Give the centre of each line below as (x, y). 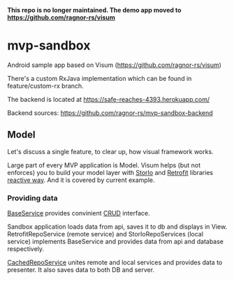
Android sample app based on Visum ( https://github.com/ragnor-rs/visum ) (115, 65)
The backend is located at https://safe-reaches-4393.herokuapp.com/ (109, 99)
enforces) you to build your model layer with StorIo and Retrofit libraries (110, 172)
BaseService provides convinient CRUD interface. (79, 213)
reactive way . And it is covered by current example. (81, 180)
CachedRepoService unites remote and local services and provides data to (115, 263)
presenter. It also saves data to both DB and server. (81, 270)
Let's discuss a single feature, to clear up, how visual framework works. (111, 151)
